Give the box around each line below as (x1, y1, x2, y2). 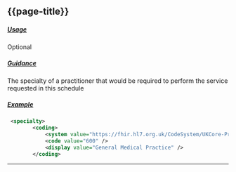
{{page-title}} (7, 6, 70, 18)
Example (7, 100, 34, 108)
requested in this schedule (7, 84, 84, 93)
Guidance (7, 59, 37, 67)
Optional (7, 43, 32, 51)
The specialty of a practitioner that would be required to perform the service (7, 77, 228, 85)
